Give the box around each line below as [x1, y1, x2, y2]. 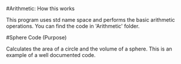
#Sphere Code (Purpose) [6, 34, 67, 41]
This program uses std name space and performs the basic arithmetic [6, 16, 175, 23]
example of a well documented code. [6, 52, 96, 58]
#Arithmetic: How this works [6, 5, 75, 12]
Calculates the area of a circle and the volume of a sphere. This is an [6, 45, 172, 52]
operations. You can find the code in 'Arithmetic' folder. [6, 23, 140, 29]
